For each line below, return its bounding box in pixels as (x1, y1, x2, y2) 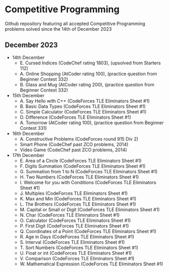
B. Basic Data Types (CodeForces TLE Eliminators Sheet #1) (19, 103, 146, 109)
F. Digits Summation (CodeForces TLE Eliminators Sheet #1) (19, 163, 146, 169)
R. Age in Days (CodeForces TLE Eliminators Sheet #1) (19, 234, 135, 240)
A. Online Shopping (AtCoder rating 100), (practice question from (19, 71, 157, 77)
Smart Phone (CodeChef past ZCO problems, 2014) (19, 141, 129, 147)
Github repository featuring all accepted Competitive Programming (5, 20, 145, 27)
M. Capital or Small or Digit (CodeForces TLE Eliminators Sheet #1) (19, 206, 160, 213)
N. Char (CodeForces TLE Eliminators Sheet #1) (19, 212, 120, 218)
